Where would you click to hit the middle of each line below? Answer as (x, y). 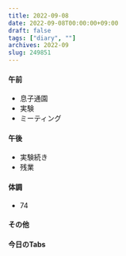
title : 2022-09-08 (38, 16)
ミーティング (40, 118)
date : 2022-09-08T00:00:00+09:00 (63, 23)
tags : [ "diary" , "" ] (42, 38)
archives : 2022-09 (38, 45)
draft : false (30, 30)
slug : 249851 (30, 53)
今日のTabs (27, 244)
